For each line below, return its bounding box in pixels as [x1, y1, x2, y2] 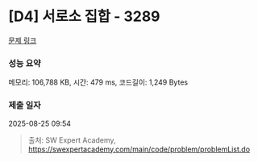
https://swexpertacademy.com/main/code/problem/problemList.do [27, 144, 251, 154]
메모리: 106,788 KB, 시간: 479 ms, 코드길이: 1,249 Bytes [8, 77, 188, 87]
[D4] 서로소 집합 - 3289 [8, 7, 160, 26]
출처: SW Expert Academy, [27, 135, 116, 145]
